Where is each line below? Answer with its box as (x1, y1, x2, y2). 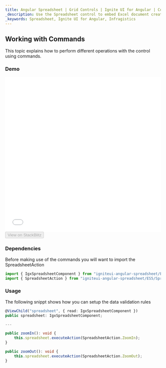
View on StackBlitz (7, 232, 42, 238)
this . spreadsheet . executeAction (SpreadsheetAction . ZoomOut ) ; (14, 354, 142, 359)
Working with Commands (5, 35, 85, 43)
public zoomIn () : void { (5, 331, 56, 336)
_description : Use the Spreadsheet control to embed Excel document (5, 12, 149, 17)
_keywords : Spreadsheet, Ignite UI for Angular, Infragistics (5, 16, 136, 21)
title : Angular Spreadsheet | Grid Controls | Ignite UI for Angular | (5, 7, 156, 12)
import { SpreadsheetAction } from (5, 276, 79, 281)
